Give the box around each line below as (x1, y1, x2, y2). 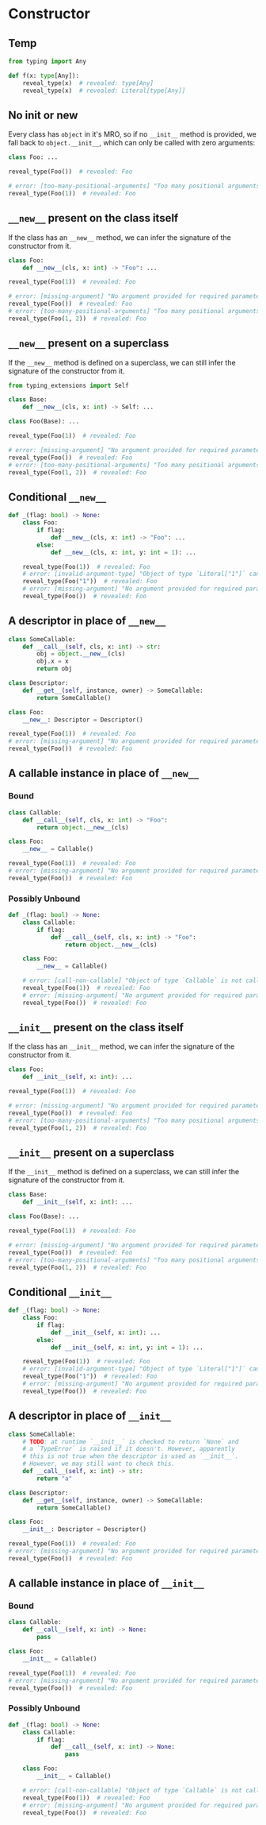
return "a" (36, 1475, 73, 1483)
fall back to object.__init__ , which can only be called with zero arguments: (8, 138, 256, 148)
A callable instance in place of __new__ (8, 767, 199, 780)
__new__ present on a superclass (8, 337, 169, 350)
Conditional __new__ (8, 490, 107, 504)
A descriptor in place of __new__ (8, 614, 166, 628)
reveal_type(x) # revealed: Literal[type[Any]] (22, 87, 186, 95)
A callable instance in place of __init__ (8, 1576, 204, 1590)
